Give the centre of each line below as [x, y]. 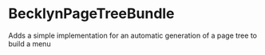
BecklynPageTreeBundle [91, 14]
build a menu [30, 43]
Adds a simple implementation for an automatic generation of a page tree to [133, 35]
